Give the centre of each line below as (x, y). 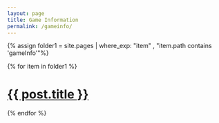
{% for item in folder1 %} (42, 67)
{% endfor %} (27, 113)
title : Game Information (43, 20)
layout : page (26, 13)
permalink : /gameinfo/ (40, 26)
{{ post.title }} (48, 94)
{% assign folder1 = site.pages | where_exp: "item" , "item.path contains (109, 46)
